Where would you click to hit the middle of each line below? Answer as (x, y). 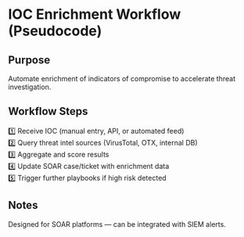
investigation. (30, 87)
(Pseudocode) (55, 31)
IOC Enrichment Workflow (95, 14)
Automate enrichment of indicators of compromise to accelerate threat (122, 79)
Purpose (29, 60)
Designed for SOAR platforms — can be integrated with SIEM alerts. (117, 224)
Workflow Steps (48, 111)
